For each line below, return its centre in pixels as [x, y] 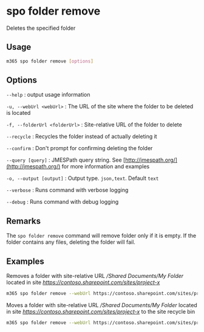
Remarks [24, 221]
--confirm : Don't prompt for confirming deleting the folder [80, 148]
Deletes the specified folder [41, 28]
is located [19, 113]
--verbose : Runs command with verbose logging [67, 190]
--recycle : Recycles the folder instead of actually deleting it [82, 137]
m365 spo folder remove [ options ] [50, 61]
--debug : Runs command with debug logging [63, 202]
